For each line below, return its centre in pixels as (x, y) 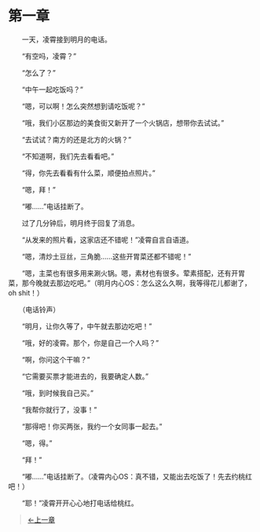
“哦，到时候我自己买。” (58, 393)
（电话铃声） (41, 309)
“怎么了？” (39, 72)
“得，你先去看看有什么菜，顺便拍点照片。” (88, 173)
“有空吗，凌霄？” (49, 56)
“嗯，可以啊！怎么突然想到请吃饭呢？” (83, 106)
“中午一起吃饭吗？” (53, 89)
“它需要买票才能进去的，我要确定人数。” (85, 376)
